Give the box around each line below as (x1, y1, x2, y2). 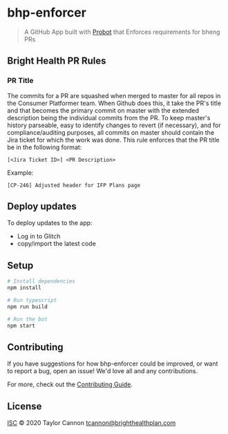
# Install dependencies (7, 278, 76, 285)
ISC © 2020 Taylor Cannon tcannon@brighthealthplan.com (7, 419, 176, 427)
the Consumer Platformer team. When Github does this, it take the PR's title (7, 99, 222, 107)
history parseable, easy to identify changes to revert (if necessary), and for (7, 121, 221, 129)
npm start (7, 322, 36, 329)
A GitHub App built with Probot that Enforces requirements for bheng (23, 28, 220, 36)
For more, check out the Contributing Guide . (7, 380, 133, 388)
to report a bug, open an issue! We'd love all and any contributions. (7, 367, 198, 375)
